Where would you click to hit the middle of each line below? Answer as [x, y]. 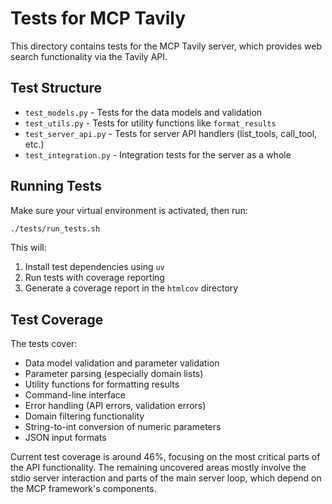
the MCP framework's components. [83, 489]
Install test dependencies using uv [94, 267]
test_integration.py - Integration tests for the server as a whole [158, 154]
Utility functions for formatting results [102, 384]
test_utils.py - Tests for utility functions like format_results [150, 123]
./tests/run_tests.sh [55, 228]
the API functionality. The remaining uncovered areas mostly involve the [158, 468]
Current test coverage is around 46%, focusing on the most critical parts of [165, 457]
